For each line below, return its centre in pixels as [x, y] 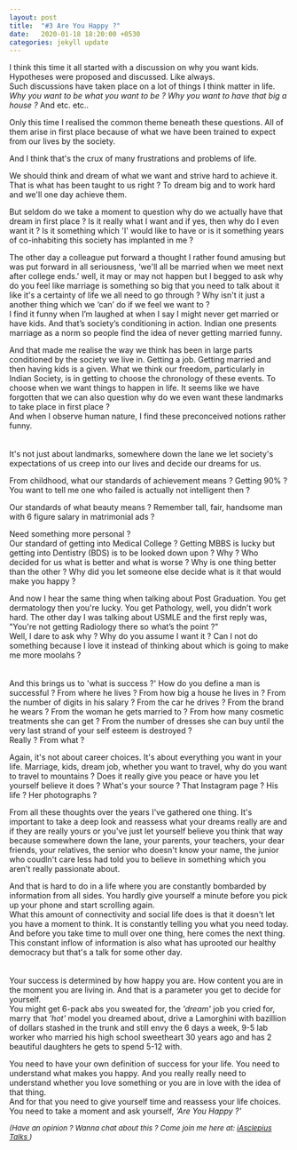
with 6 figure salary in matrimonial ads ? [82, 517]
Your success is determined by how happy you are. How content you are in [146, 981]
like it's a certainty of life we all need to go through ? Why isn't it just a [137, 295]
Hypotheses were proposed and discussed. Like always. [112, 77]
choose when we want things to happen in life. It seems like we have [134, 388]
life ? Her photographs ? [53, 795]
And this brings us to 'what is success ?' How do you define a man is [135, 683]
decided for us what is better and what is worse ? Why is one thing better [143, 563]
